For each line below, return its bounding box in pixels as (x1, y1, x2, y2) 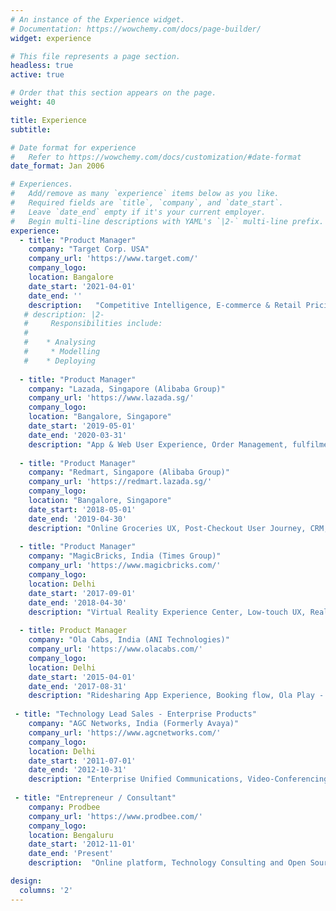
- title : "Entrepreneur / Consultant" (14, 793, 177, 803)
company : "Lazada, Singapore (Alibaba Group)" (28, 384, 226, 394)
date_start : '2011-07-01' (28, 756, 137, 766)
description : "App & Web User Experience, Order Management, (28, 439, 288, 450)
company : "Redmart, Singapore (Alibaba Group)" (28, 467, 230, 478)
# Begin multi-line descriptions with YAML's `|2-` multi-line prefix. (10, 216, 325, 226)
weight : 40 (10, 97, 56, 107)
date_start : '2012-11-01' (28, 839, 137, 850)
